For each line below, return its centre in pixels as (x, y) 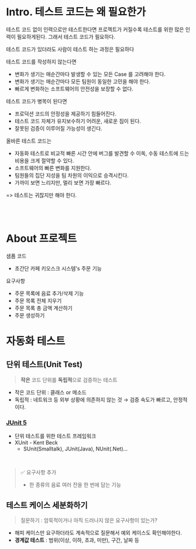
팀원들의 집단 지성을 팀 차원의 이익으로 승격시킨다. (71, 175)
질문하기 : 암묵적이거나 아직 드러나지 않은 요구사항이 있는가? (89, 520)
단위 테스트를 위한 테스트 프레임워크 (55, 436)
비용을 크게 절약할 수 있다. (44, 160)
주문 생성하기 (30, 315)
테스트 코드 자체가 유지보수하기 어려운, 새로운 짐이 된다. (78, 121)
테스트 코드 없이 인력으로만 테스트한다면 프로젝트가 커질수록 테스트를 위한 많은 (95, 29)
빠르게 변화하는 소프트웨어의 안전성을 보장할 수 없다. (74, 89)
